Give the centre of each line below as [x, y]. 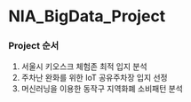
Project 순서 [34, 46]
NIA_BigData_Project [87, 16]
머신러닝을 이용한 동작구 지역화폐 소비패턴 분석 [102, 89]
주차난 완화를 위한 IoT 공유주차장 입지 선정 [94, 78]
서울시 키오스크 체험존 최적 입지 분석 [84, 67]
